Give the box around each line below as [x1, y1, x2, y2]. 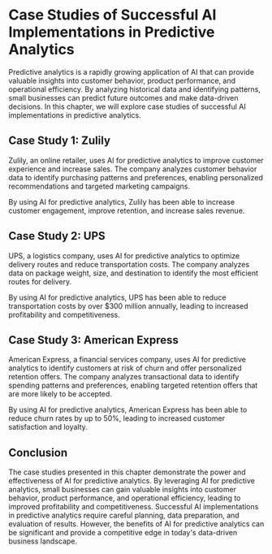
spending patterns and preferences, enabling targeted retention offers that [8, 380, 258, 391]
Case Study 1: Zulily [8, 134, 111, 148]
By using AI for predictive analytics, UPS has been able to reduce [8, 292, 227, 302]
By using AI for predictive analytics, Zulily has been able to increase [8, 197, 235, 206]
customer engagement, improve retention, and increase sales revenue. [8, 206, 245, 215]
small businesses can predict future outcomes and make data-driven [8, 93, 239, 102]
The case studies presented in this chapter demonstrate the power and [8, 467, 246, 477]
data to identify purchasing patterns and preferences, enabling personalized [8, 172, 264, 182]
